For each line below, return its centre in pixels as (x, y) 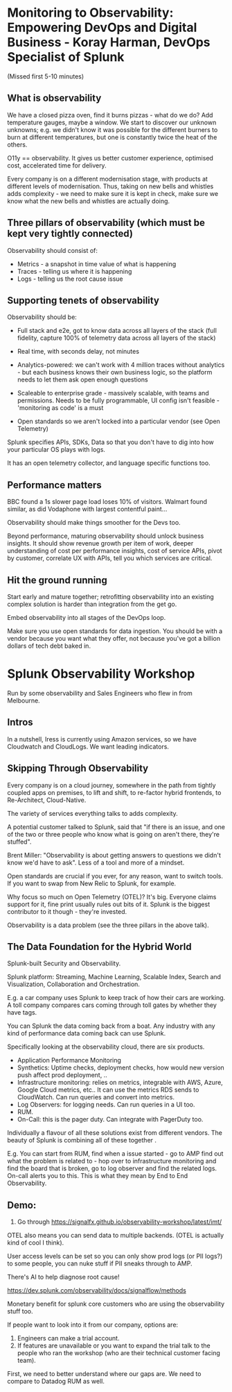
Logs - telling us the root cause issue (70, 279)
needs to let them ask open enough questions (82, 379)
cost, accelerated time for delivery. (57, 165)
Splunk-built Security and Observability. (64, 963)
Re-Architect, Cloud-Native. (47, 800)
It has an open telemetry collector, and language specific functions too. (109, 463)
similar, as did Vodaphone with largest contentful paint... (87, 509)
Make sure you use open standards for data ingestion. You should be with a (115, 631)
